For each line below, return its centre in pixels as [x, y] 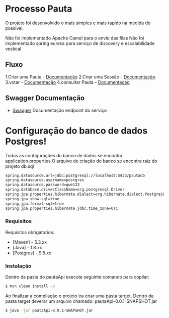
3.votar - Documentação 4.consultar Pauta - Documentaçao [67, 82]
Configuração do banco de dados [76, 131]
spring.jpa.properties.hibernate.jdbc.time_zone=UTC [62, 208]
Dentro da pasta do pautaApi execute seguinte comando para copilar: [77, 277]
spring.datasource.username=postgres [45, 180]
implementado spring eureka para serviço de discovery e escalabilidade [80, 43]
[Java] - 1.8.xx [27, 247]
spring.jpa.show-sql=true [32, 199]
